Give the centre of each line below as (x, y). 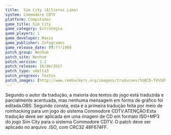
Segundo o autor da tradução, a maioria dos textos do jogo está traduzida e (84, 95)
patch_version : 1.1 (26, 62)
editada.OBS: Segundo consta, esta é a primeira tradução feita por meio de (84, 105)
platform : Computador (28, 19)
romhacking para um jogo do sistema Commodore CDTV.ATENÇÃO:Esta (81, 111)
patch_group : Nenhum (27, 52)
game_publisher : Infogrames (35, 43)
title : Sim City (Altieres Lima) (42, 10)
